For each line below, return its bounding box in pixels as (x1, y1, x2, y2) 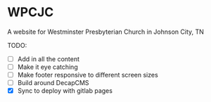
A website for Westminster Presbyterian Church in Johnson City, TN (7, 27, 204, 36)
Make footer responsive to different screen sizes (17, 71, 158, 79)
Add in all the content (17, 54, 79, 63)
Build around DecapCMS (17, 79, 89, 87)
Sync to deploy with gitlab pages (17, 87, 113, 95)
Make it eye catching (17, 63, 79, 71)
